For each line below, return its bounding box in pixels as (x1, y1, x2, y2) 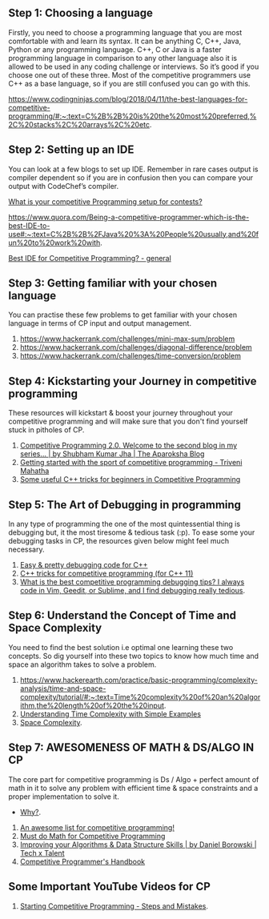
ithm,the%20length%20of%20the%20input (19, 700, 164, 710)
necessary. (8, 544, 46, 555)
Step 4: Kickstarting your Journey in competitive (8, 374, 257, 387)
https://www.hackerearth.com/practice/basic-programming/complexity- (19, 675, 258, 684)
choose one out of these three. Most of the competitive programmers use (8, 70, 251, 79)
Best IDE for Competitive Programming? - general (8, 253, 172, 263)
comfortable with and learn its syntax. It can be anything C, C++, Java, (8, 36, 242, 46)
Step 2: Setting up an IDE (8, 143, 134, 157)
